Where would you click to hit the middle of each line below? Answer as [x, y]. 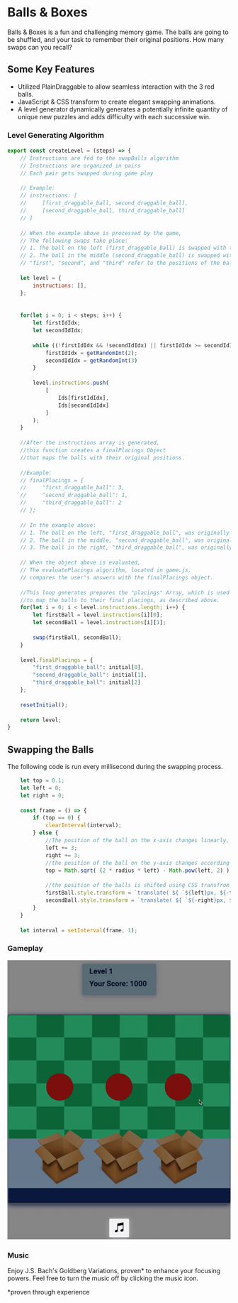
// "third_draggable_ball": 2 [71, 503]
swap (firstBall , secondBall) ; [77, 637]
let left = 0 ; [41, 788]
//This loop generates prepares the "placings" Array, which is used [125, 593]
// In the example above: [58, 525]
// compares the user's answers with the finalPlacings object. [117, 577]
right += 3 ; [63, 855]
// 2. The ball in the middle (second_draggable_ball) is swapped [120, 256]
